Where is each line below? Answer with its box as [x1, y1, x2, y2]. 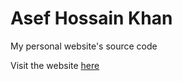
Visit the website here [10, 59, 100, 71]
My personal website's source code [10, 40, 158, 52]
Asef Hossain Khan [10, 7, 173, 30]
